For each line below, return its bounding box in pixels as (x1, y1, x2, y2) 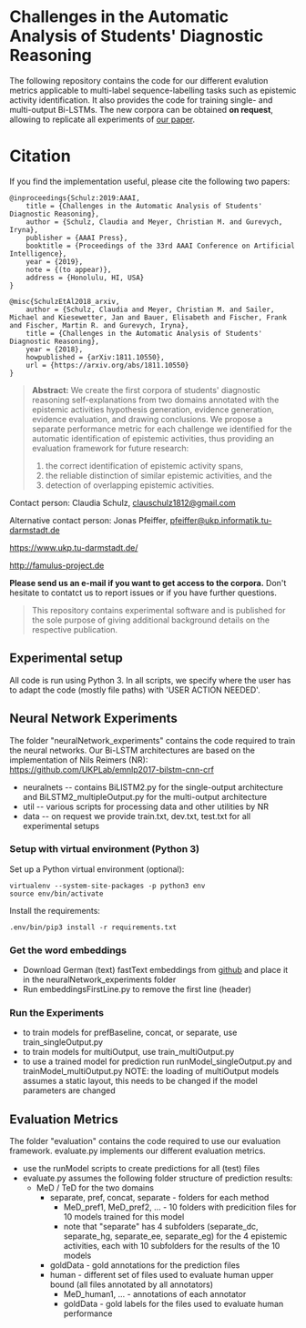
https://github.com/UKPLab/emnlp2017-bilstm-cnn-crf (9, 764, 214, 775)
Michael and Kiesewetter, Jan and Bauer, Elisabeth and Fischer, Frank (9, 312, 287, 322)
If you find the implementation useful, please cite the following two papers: (9, 176, 291, 187)
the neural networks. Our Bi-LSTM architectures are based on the (9, 745, 255, 755)
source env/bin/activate (9, 889, 104, 898)
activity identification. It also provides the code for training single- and (9, 94, 273, 106)
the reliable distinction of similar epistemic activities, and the (45, 470, 272, 481)
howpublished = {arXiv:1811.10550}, (25, 352, 166, 361)
